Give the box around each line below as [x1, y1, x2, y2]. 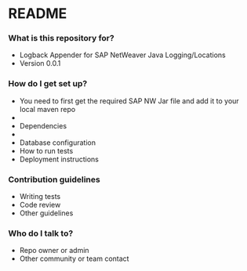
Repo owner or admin [19, 246, 89, 255]
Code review [19, 201, 61, 210]
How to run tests [19, 146, 74, 155]
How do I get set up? [8, 78, 88, 89]
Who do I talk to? [8, 228, 74, 239]
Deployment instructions [19, 154, 100, 164]
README [8, 5, 67, 23]
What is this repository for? [8, 33, 115, 44]
